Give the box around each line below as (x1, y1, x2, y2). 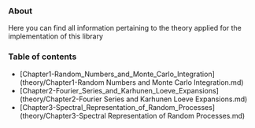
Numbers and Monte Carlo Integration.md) (105, 77, 244, 87)
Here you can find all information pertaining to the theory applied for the (8, 24, 242, 33)
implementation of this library (8, 31, 104, 41)
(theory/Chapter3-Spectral (19, 111, 106, 120)
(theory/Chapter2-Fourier (19, 94, 102, 104)
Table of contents (8, 51, 77, 62)
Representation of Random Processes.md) (107, 111, 246, 120)
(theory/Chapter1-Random (19, 77, 105, 87)
